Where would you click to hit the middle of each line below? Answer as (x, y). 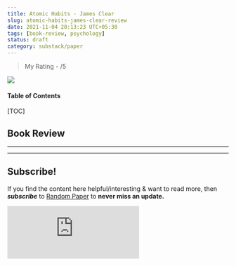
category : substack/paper (45, 46)
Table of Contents (34, 95)
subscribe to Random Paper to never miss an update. (86, 196)
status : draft (28, 40)
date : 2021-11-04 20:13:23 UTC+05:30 (63, 27)
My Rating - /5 (45, 66)
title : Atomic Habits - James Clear (61, 14)
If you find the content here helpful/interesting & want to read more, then (112, 188)
